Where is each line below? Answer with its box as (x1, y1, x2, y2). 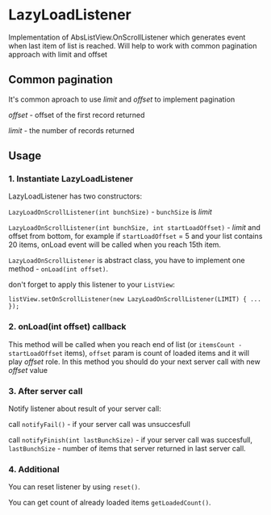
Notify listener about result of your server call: (8, 404, 161, 413)
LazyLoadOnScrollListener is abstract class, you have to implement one (8, 256, 245, 266)
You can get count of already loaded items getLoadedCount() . (8, 498, 211, 508)
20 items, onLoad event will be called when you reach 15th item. (8, 240, 222, 249)
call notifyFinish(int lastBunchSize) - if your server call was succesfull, (8, 435, 252, 445)
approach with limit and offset (8, 49, 107, 59)
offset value (8, 365, 48, 375)
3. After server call (8, 385, 83, 396)
